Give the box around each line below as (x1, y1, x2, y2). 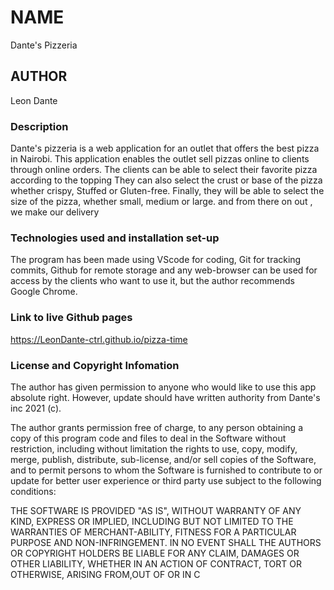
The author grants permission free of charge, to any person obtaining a (10, 421, 304, 433)
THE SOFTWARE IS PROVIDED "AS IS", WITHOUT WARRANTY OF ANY (10, 504, 302, 516)
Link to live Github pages (10, 311, 133, 325)
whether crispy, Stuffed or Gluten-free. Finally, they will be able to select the (10, 185, 325, 197)
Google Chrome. (10, 286, 78, 298)
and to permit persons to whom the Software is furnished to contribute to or (10, 464, 323, 476)
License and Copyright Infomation (10, 358, 180, 372)
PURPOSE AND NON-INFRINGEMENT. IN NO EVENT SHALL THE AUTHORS (10, 536, 322, 548)
